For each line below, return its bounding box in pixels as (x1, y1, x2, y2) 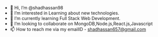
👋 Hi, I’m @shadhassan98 (10, 5, 64, 10)
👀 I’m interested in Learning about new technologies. (10, 10, 119, 16)
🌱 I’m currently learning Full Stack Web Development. (10, 15, 121, 21)
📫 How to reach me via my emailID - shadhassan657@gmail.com (10, 26, 146, 32)
